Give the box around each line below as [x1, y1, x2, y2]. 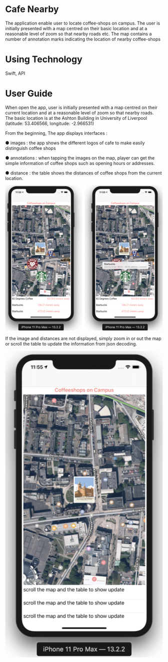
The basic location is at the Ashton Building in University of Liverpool [5, 115, 147, 121]
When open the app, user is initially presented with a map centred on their [5, 104, 157, 110]
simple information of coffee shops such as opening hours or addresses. [5, 160, 155, 166]
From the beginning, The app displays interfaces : [5, 130, 107, 136]
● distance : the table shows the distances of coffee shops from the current [5, 170, 162, 176]
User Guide [5, 88, 53, 99]
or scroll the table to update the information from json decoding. [5, 341, 137, 347]
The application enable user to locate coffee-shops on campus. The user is [5, 20, 160, 26]
